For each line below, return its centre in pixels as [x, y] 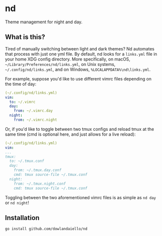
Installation [22, 218]
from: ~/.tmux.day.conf [38, 170]
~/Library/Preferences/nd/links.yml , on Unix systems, [60, 64]
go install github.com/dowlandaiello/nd [46, 229]
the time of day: [21, 84]
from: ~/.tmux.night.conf [40, 184]
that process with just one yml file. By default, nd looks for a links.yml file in [81, 54]
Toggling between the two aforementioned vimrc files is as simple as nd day [81, 197]
